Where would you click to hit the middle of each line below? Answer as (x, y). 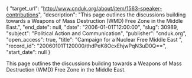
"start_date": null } (28, 52)
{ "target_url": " (25, 9)
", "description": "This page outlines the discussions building (112, 15)
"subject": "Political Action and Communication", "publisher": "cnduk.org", (97, 33)
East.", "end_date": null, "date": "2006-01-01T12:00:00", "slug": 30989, (92, 27)
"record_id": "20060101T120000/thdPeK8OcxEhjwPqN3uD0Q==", (86, 46)
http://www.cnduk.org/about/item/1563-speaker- (102, 9)
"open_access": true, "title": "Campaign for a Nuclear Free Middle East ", (95, 40)
